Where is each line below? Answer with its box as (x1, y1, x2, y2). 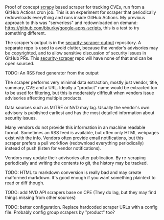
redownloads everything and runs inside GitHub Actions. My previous (5, 15, 145, 20)
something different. (5, 30, 46, 36)
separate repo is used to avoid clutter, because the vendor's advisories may (5, 45, 158, 50)
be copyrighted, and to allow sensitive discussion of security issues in (5, 50, 146, 56)
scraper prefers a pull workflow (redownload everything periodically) (5, 140, 144, 146)
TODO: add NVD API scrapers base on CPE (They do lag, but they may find (5, 190, 157, 195)
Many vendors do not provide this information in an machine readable (5, 124, 145, 130)
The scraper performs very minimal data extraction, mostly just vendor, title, (5, 79, 159, 85)
